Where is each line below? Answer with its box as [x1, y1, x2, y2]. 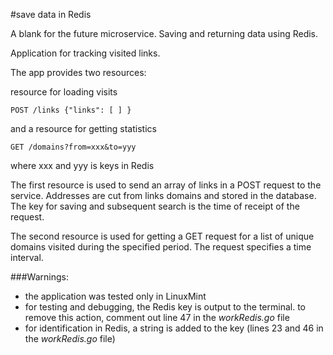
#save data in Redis [10, 9, 92, 20]
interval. [10, 252, 44, 263]
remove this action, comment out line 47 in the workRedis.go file [24, 312, 290, 323]
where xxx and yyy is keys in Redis [10, 160, 155, 171]
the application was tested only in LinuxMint [24, 290, 207, 302]
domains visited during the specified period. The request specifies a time [10, 241, 312, 253]
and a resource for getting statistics [10, 123, 157, 134]
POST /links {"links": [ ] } [10, 105, 132, 115]
